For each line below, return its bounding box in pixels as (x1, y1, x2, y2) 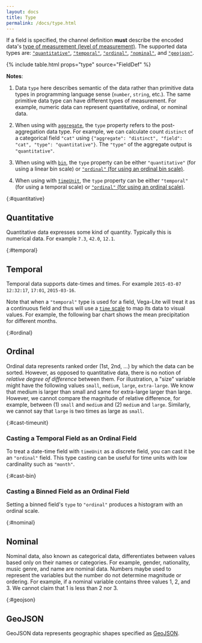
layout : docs (6, 8, 39, 15)
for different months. (6, 318, 58, 324)
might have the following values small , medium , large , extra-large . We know (6, 381, 194, 389)
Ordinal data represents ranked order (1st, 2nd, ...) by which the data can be (6, 362, 194, 369)
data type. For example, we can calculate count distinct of (46, 128, 194, 136)
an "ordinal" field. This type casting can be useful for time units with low (6, 454, 188, 462)
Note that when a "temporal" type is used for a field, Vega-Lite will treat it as (6, 298, 195, 305)
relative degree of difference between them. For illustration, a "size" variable (6, 375, 195, 383)
